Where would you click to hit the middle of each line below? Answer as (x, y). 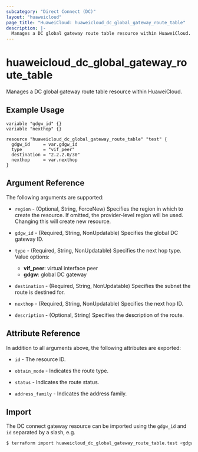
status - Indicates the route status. (57, 382)
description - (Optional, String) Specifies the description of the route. (99, 315)
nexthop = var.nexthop (44, 160)
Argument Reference (45, 183)
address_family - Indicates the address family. (71, 394)
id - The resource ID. (40, 359)
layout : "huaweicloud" (34, 17)
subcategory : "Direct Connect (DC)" (51, 12)
